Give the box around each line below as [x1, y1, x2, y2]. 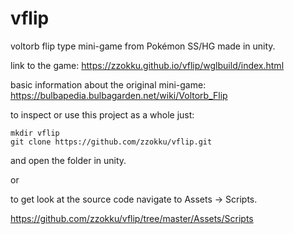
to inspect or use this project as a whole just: [10, 108, 195, 121]
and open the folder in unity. [10, 154, 127, 166]
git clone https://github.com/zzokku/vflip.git [10, 137, 213, 147]
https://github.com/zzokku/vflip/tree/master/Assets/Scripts [10, 212, 254, 224]
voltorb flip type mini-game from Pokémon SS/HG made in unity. [10, 40, 276, 52]
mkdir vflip [10, 128, 60, 138]
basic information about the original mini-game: [10, 78, 207, 91]
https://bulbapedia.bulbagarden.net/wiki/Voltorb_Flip [10, 89, 228, 101]
